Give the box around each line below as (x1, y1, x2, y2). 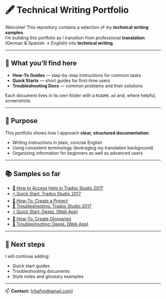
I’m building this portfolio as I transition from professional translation (5, 35, 145, 41)
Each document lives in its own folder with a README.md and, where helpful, (5, 92, 157, 98)
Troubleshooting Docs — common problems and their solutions (12, 83, 143, 89)
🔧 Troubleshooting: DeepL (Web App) (12, 221, 89, 227)
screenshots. (5, 98, 32, 104)
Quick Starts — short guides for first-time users (12, 77, 110, 83)
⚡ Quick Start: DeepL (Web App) (12, 209, 78, 215)
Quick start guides (12, 263, 50, 269)
